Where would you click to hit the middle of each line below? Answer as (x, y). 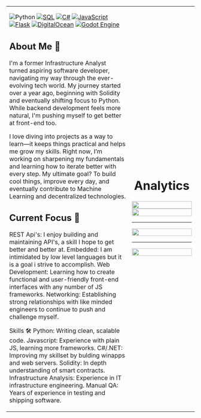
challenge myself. (34, 317)
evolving (21, 85)
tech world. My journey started (77, 85)
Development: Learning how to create (62, 272)
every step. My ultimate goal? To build (63, 174)
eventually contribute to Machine (55, 189)
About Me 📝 (35, 46)
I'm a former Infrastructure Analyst (58, 63)
